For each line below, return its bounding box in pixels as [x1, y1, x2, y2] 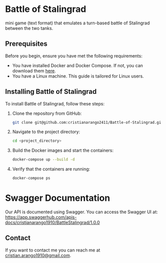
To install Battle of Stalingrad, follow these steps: [5, 100, 105, 106]
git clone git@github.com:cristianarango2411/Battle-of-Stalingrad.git [12, 120, 164, 125]
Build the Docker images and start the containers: [12, 148, 114, 154]
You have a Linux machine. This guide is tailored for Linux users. [12, 73, 144, 79]
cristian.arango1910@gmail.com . [5, 252, 71, 258]
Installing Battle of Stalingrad [5, 88, 97, 96]
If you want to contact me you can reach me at [5, 247, 101, 253]
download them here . [12, 68, 56, 74]
